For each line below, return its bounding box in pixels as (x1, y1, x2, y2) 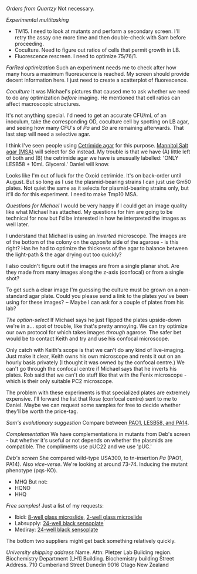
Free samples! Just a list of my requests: (6, 502, 104, 509)
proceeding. (14, 41, 44, 47)
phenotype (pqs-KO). (6, 467, 57, 474)
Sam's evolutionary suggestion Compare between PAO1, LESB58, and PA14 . (6, 419, 189, 426)
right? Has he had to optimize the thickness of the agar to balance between (6, 245, 188, 251)
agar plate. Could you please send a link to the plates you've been (29, 293, 189, 299)
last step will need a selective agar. (6, 130, 91, 137)
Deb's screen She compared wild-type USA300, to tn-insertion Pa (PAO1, (6, 455, 184, 461)
